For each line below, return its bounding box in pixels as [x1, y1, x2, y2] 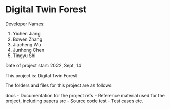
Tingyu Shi [12, 52, 36, 59]
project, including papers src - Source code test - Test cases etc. [5, 98, 144, 104]
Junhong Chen [12, 47, 45, 53]
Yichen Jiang [12, 30, 41, 37]
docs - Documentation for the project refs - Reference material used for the [5, 92, 165, 98]
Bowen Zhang [12, 36, 43, 42]
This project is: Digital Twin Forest [5, 72, 77, 78]
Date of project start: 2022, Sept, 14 [5, 62, 81, 68]
